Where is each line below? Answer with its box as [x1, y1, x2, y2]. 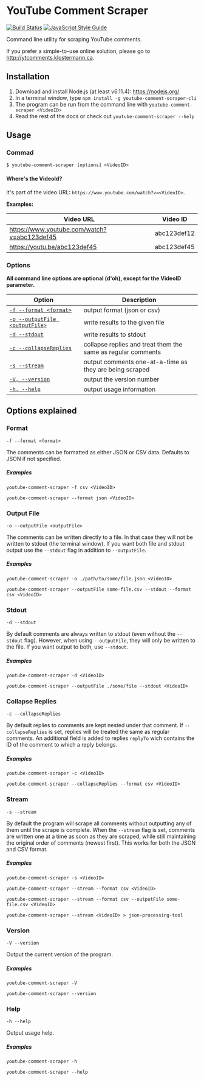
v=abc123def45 [9, 233, 57, 241]
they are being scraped [83, 365, 150, 373]
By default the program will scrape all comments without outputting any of [6, 820, 192, 827]
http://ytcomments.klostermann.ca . [6, 54, 95, 61]
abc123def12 [154, 229, 195, 238]
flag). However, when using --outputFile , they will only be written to [24, 637, 195, 644]
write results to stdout [83, 330, 146, 339]
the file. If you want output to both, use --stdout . [6, 643, 129, 650]
